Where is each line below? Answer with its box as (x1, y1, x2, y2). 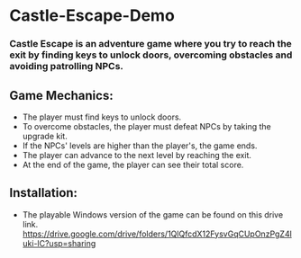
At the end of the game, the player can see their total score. (22, 159, 244, 170)
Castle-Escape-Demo (9, 5, 176, 26)
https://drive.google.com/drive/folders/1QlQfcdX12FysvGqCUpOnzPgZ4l (22, 228, 293, 239)
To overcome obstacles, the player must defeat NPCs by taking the (22, 120, 272, 131)
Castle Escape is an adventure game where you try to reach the (9, 38, 293, 50)
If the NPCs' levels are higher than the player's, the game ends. (22, 140, 258, 151)
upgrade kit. (22, 130, 68, 141)
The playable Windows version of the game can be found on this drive (22, 209, 284, 220)
